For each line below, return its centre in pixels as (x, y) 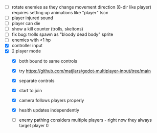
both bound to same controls (48, 61)
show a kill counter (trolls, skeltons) (47, 29)
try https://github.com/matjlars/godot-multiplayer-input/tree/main (85, 71)
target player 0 (34, 125)
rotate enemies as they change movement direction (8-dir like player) (81, 7)
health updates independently (49, 110)
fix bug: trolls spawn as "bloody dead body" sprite (62, 34)
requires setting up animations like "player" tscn (60, 13)
